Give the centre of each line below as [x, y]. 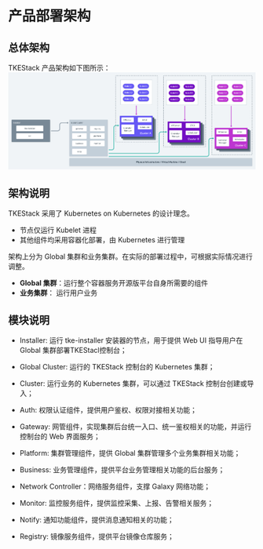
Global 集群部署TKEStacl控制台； [73, 351]
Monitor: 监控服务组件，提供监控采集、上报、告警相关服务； [117, 504]
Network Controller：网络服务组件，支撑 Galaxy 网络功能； [115, 486]
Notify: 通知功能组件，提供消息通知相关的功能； [97, 520]
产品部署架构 [50, 16]
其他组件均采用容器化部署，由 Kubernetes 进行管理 [102, 240]
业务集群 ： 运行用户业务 [58, 293]
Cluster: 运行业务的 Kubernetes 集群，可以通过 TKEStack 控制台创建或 [133, 384]
